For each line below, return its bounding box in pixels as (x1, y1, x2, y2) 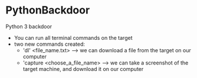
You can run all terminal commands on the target (14, 34, 133, 41)
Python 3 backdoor (5, 23, 52, 30)
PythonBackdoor (5, 4, 90, 17)
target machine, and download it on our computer (22, 65, 144, 72)
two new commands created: (14, 40, 86, 48)
